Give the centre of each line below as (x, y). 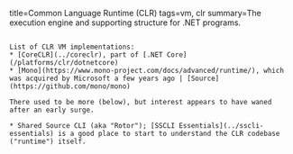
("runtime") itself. (48, 141)
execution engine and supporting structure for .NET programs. (125, 23)
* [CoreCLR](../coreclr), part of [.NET (87, 55)
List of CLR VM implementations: (72, 47)
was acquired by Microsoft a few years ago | (96, 78)
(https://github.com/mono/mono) (70, 86)
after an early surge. (52, 110)
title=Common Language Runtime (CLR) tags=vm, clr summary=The (135, 13)
